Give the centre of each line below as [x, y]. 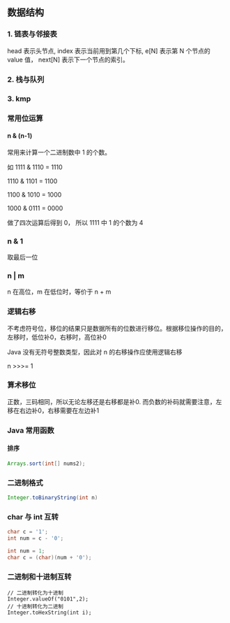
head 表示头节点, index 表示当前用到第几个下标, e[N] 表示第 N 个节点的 [109, 50]
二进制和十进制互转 [39, 577]
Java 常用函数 [31, 430]
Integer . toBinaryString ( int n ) [53, 498]
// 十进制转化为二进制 [36, 607]
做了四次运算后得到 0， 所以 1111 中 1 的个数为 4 [75, 222]
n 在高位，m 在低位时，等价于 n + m [59, 292]
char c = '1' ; [28, 532]
